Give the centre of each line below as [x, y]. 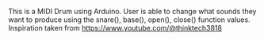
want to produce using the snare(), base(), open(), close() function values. [130, 20]
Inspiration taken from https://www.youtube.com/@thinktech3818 [115, 28]
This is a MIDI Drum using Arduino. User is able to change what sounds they [132, 11]
